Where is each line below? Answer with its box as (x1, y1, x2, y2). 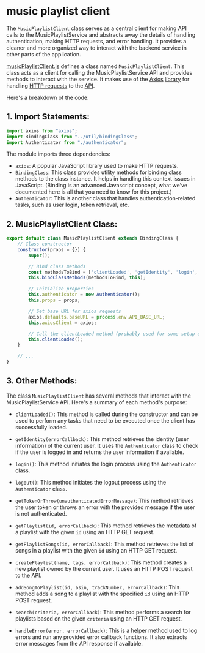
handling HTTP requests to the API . (6, 81, 95, 89)
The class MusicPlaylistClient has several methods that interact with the (6, 392, 191, 399)
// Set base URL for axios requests (28, 308, 121, 314)
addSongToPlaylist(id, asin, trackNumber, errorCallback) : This (15, 583, 180, 591)
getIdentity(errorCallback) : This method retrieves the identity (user (15, 435, 189, 442)
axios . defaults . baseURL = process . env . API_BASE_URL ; (28, 314, 165, 320)
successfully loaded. (15, 423, 68, 431)
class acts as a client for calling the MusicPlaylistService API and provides (6, 69, 193, 76)
